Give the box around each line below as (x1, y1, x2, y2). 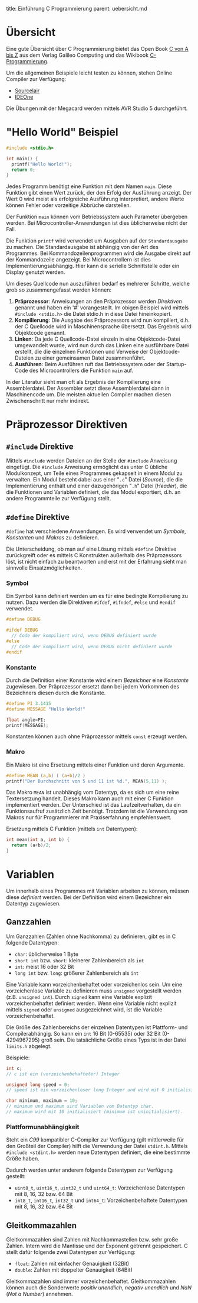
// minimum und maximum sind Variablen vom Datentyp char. (6, 1103, 154, 1110)
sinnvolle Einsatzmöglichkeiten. (6, 564, 82, 571)
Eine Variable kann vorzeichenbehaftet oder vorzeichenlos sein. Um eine (6, 981, 183, 988)
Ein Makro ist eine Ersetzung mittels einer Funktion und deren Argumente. (6, 761, 185, 768)
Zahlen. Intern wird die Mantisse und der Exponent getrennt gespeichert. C (6, 1242, 188, 1250)
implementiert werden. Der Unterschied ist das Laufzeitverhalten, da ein (6, 801, 181, 809)
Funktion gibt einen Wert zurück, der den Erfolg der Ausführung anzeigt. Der (6, 189, 192, 196)
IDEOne (14, 93, 34, 100)
